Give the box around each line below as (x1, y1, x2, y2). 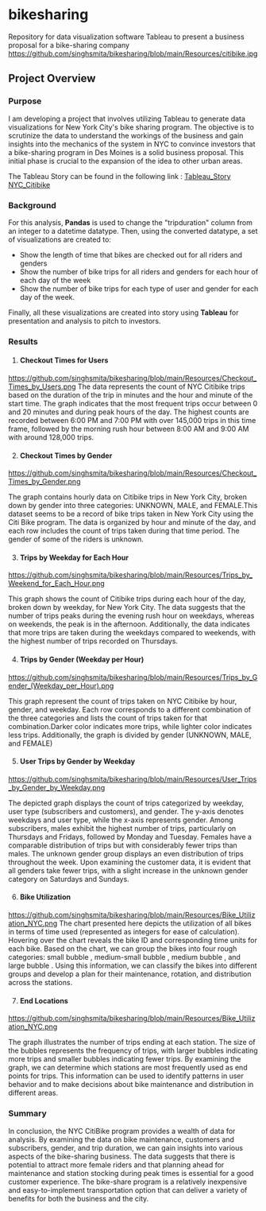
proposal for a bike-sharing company (8, 40, 129, 49)
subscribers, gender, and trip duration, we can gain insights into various (8, 1143, 244, 1152)
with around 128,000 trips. (8, 433, 94, 442)
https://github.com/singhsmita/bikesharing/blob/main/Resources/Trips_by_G (8, 672, 258, 681)
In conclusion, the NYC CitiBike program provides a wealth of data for (8, 1126, 236, 1135)
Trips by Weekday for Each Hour (19, 553, 129, 562)
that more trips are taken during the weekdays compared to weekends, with (8, 628, 256, 638)
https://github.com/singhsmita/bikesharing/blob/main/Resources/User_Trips (8, 774, 257, 784)
